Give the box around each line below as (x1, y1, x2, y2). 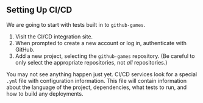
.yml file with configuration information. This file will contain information (6, 77, 187, 84)
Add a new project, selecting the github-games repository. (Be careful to (15, 52, 195, 60)
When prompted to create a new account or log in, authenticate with (15, 39, 187, 46)
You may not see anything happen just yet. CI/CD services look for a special (6, 70, 198, 78)
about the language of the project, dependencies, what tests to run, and (6, 83, 187, 91)
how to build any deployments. (6, 90, 84, 97)
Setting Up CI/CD (6, 5, 73, 15)
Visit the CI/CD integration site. (15, 33, 93, 40)
